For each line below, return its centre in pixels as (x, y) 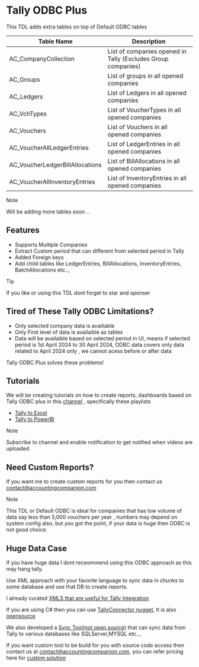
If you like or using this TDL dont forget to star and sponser (78, 293)
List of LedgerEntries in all (144, 144)
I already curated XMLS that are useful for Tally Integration (78, 598)
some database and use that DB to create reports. (67, 587)
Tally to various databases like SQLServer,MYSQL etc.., (73, 634)
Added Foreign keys (39, 257)
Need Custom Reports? (50, 467)
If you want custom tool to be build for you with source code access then (95, 645)
